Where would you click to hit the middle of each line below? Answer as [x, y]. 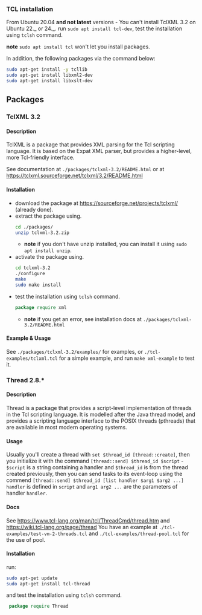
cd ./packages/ [34, 227]
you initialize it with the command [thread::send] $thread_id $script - [95, 461]
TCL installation [30, 9]
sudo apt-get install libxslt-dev [50, 81]
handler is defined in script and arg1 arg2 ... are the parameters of [92, 487]
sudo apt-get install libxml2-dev [50, 75]
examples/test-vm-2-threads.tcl [47, 534]
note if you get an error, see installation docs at [83, 319]
